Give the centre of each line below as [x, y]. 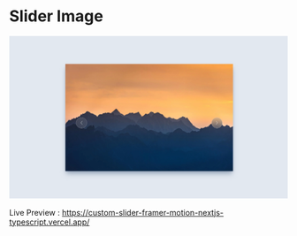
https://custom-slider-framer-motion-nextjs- [142, 212]
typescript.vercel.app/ [49, 222]
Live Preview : [34, 212]
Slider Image [56, 16]
